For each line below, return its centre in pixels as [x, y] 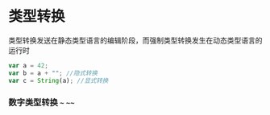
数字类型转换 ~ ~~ [42, 103]
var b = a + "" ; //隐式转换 [53, 73]
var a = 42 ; [28, 65]
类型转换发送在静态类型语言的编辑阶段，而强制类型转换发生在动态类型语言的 [135, 40]
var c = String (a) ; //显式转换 [58, 80]
